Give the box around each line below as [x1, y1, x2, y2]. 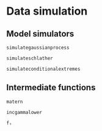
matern [6, 99, 23, 105]
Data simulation [6, 4, 88, 18]
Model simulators [6, 29, 75, 39]
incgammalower [6, 109, 43, 115]
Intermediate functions [6, 82, 96, 93]
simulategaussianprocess [6, 44, 70, 51]
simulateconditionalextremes [6, 66, 81, 72]
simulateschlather [6, 55, 53, 62]
